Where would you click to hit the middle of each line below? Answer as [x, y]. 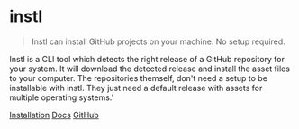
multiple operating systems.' [62, 97]
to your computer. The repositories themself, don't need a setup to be [139, 78]
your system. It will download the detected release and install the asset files [150, 69]
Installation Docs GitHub [54, 115]
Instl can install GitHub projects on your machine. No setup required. [158, 41]
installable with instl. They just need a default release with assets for [136, 88]
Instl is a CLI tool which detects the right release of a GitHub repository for [147, 59]
